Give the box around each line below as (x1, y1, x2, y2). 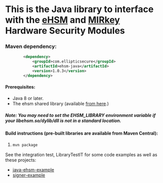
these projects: (5, 157, 36, 163)
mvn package (12, 142, 38, 147)
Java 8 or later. (12, 95, 44, 101)
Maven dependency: (5, 43, 57, 50)
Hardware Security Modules (5, 25, 125, 36)
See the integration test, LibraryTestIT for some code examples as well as (5, 151, 157, 157)
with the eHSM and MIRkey (5, 14, 120, 26)
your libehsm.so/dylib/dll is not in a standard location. (5, 117, 122, 124)
